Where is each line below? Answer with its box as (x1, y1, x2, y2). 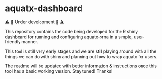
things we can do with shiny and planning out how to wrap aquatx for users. (5, 53, 158, 59)
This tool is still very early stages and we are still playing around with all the (5, 48, 157, 54)
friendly (5, 39, 21, 44)
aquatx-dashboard (5, 3, 83, 14)
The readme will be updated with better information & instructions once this (5, 63, 157, 69)
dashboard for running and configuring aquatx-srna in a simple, (5, 34, 133, 39)
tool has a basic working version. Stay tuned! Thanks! (5, 68, 113, 74)
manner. (21, 39, 38, 44)
